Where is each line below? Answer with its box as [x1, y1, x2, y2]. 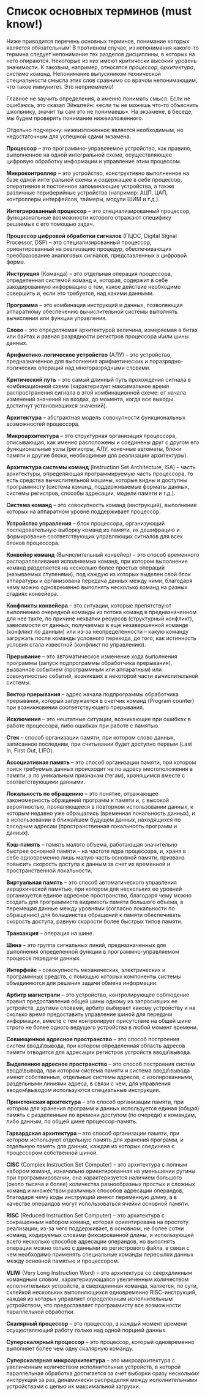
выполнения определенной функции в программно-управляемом [6, 948, 179, 955]
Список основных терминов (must [6, 4, 192, 18]
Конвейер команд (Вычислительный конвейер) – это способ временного [6, 551, 199, 558]
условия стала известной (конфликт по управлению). [6, 640, 146, 648]
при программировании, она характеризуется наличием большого [6, 1173, 182, 1181]
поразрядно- [149, 357, 184, 365]
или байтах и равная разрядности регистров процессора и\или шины [6, 332, 189, 340]
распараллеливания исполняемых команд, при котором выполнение [6, 557, 188, 565]
